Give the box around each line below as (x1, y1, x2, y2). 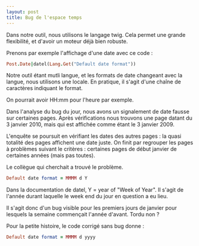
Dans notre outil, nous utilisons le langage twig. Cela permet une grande (6, 31, 186, 38)
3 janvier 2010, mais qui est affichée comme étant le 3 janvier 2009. (6, 121, 175, 128)
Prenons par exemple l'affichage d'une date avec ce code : (6, 49, 153, 56)
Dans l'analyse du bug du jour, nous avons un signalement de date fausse (6, 108, 190, 115)
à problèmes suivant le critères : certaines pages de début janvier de (6, 146, 177, 153)
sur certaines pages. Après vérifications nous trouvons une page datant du (6, 114, 193, 121)
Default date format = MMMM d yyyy (6, 234, 96, 241)
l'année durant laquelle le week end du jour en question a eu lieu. (6, 193, 168, 200)
